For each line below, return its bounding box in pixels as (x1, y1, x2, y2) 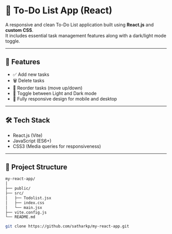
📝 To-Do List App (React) (5, 5, 113, 16)
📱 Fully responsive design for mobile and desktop (12, 95, 117, 102)
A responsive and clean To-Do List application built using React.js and (5, 22, 154, 28)
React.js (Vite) (12, 132, 42, 138)
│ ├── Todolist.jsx (5, 195, 52, 201)
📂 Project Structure (5, 163, 68, 171)
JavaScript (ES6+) (12, 138, 52, 144)
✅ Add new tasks (12, 71, 50, 77)
